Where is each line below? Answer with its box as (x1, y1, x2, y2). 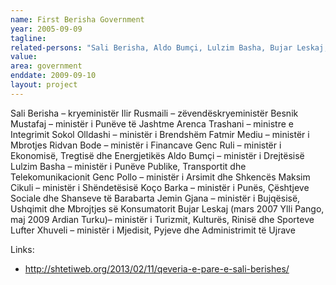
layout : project (10, 80, 78, 90)
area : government (10, 61, 83, 71)
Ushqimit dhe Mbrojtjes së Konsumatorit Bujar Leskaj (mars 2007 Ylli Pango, (10, 202, 325, 215)
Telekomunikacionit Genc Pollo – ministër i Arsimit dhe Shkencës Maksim (10, 171, 311, 183)
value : (10, 52, 38, 62)
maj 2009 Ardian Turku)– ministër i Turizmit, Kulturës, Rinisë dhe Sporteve (10, 213, 315, 225)
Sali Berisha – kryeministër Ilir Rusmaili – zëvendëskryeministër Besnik (10, 107, 299, 119)
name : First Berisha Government (10, 14, 145, 25)
